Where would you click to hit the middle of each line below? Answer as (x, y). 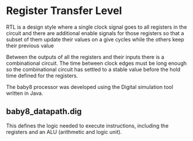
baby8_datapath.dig (44, 111)
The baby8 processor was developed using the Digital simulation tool (90, 87)
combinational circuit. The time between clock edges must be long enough (97, 63)
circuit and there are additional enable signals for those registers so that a (95, 33)
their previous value (30, 46)
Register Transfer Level (64, 11)
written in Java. (25, 93)
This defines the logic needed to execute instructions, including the (87, 125)
